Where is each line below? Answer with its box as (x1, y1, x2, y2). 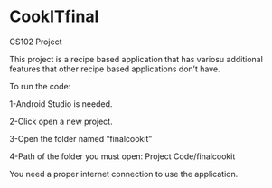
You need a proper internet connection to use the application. (9, 168, 239, 179)
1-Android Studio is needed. (9, 98, 113, 109)
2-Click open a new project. (9, 116, 113, 127)
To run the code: (9, 80, 71, 91)
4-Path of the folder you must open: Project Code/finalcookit (9, 151, 236, 162)
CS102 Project (9, 36, 62, 47)
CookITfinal (9, 6, 99, 27)
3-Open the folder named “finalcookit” (9, 133, 153, 144)
